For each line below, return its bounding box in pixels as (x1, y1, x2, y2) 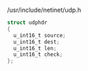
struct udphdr (7, 19, 48, 26)
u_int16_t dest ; (13, 38, 60, 45)
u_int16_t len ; (13, 45, 57, 52)
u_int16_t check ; (13, 51, 63, 58)
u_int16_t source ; (13, 32, 67, 39)
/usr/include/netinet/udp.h (7, 6, 81, 14)
